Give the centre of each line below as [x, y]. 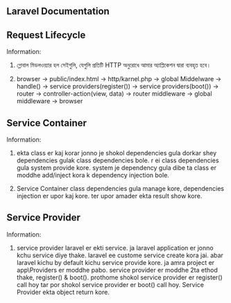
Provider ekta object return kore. [63, 292]
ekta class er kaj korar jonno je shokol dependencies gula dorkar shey [117, 153]
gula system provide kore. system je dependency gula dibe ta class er [116, 168]
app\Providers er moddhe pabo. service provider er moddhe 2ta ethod [117, 270]
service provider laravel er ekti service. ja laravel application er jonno [115, 248]
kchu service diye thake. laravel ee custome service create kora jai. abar [120, 255]
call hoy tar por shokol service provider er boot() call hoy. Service [110, 284]
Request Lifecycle [46, 35]
